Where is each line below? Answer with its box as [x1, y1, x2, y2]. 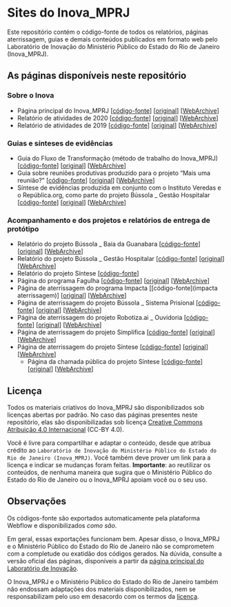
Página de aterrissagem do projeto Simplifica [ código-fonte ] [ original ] [17, 328, 215, 336]
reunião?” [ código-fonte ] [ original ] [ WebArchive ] [17, 176, 155, 184]
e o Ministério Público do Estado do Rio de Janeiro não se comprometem [7, 542, 214, 550]
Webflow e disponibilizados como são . [7, 521, 117, 529]
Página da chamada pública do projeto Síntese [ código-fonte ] [27, 358, 203, 366]
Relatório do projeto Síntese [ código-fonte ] [17, 269, 139, 278]
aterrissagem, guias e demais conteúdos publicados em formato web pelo [7, 35, 219, 43]
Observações [7, 496, 67, 507]
